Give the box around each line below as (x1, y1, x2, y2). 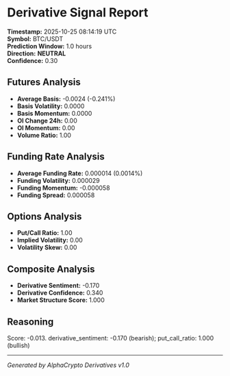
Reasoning (7, 316, 54, 327)
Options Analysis (7, 210, 82, 222)
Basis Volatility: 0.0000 (16, 101, 85, 110)
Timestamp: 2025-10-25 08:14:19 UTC (7, 27, 117, 36)
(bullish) (7, 341, 30, 349)
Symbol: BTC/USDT (7, 34, 64, 42)
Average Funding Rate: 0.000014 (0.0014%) (16, 169, 143, 177)
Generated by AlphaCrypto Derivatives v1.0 (7, 361, 130, 369)
